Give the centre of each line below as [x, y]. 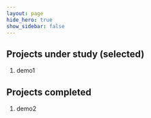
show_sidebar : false [36, 26]
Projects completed [49, 92]
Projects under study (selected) [75, 54]
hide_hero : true [29, 20]
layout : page [25, 13]
